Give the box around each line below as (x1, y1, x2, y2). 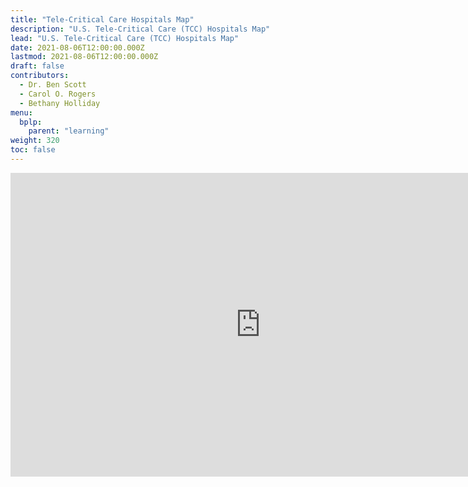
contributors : (10, 71, 70, 81)
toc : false (10, 145, 56, 155)
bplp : (19, 117, 43, 127)
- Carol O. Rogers (19, 89, 97, 99)
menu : (10, 107, 33, 118)
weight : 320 (10, 136, 60, 146)
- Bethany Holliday (19, 98, 101, 108)
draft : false (10, 61, 65, 71)
